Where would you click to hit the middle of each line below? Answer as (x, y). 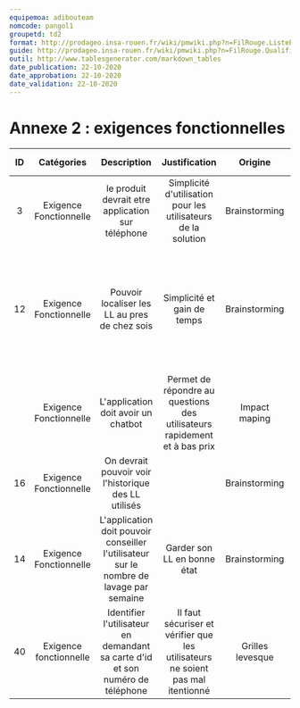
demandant (126, 646)
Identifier (126, 612)
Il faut (189, 612)
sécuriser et (189, 623)
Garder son (189, 547)
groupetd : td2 (36, 34)
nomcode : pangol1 (42, 26)
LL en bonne (189, 559)
